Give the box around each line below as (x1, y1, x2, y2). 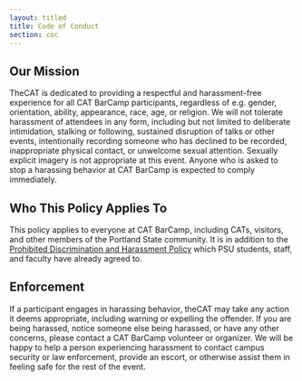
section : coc (9, 30, 59, 39)
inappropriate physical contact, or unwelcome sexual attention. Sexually (9, 146, 278, 157)
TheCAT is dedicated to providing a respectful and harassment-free (9, 88, 262, 99)
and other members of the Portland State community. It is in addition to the (9, 234, 288, 244)
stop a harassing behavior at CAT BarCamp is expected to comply (9, 165, 256, 176)
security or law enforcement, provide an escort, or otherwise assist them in (9, 351, 290, 362)
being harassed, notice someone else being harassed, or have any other (9, 322, 279, 333)
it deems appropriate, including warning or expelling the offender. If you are (9, 313, 292, 324)
